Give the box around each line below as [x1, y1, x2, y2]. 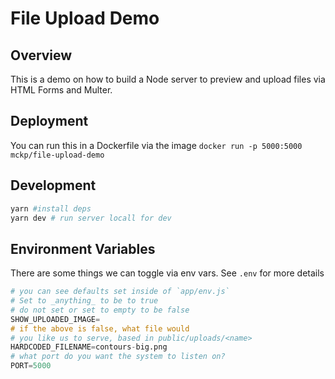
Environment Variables [10, 240, 156, 257]
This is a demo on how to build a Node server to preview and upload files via [10, 73, 326, 85]
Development [10, 177, 97, 194]
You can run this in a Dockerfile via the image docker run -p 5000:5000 [10, 139, 303, 151]
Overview [10, 47, 73, 64]
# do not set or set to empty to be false [10, 305, 190, 315]
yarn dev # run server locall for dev [10, 213, 172, 223]
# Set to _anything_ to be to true [10, 296, 159, 306]
